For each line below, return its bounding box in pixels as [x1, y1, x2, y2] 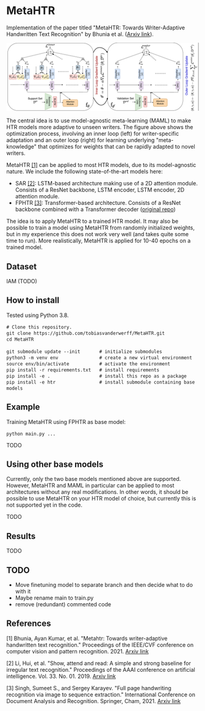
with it [15, 587, 31, 595]
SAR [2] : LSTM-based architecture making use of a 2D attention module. [15, 180, 198, 187]
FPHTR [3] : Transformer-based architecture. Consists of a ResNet [15, 199, 181, 207]
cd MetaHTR [6, 336, 34, 343]
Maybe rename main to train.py [15, 594, 94, 601]
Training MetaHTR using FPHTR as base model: [6, 418, 126, 425]
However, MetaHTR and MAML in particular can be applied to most [6, 482, 175, 490]
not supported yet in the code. [6, 501, 82, 508]
